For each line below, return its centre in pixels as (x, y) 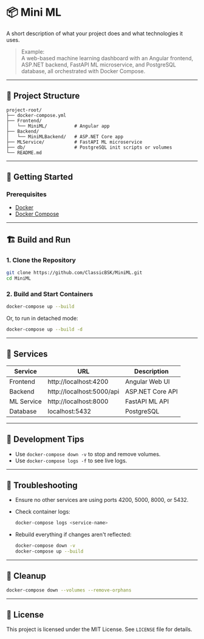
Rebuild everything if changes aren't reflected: (73, 535)
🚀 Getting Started (40, 177)
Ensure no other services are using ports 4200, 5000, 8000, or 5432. (102, 500)
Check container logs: (43, 512)
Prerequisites (26, 194)
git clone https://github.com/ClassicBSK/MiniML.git (74, 273)
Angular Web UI (148, 381)
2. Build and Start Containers (50, 294)
